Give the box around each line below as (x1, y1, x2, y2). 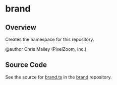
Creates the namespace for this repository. (5, 36, 94, 42)
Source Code (5, 61, 47, 69)
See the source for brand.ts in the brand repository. (5, 74, 112, 80)
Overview (5, 23, 37, 32)
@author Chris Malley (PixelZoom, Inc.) (5, 46, 87, 52)
